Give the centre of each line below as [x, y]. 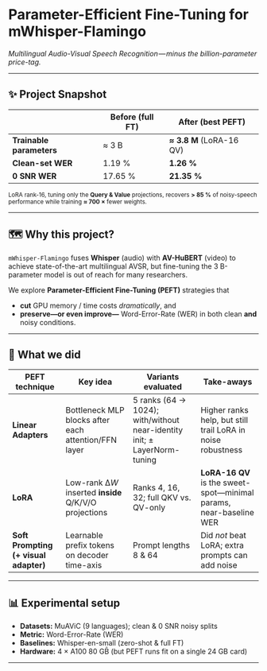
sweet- [237, 483]
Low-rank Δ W [92, 483]
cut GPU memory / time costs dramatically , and [98, 305]
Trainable [31, 140]
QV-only [149, 508]
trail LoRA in [223, 430]
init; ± [143, 440]
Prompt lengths [161, 545]
